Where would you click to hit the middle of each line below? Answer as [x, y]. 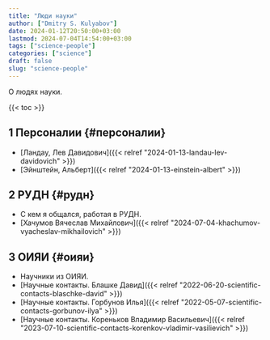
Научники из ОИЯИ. [54, 277]
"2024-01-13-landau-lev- [186, 152]
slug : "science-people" [49, 69]
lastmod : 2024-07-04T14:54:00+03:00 [70, 38]
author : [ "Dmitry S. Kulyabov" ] [63, 23]
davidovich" [40, 161]
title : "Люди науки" [43, 16]
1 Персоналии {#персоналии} [87, 133]
